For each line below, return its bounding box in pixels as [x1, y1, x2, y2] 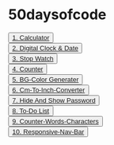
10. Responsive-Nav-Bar [12, 127, 85, 136]
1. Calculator [12, 33, 50, 41]
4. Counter [12, 65, 44, 73]
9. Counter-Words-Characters [12, 117, 99, 125]
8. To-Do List [12, 106, 50, 115]
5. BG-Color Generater [12, 75, 79, 84]
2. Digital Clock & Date [12, 44, 79, 53]
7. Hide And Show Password [12, 96, 97, 104]
